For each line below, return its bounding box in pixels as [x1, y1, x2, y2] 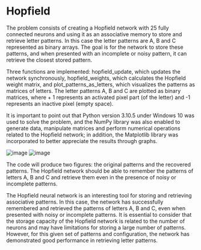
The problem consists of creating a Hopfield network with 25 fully [6, 24, 170, 31]
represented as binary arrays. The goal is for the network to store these [6, 43, 184, 51]
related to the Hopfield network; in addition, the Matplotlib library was [6, 131, 179, 138]
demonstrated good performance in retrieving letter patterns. [6, 237, 158, 244]
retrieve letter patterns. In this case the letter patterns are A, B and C [6, 37, 176, 44]
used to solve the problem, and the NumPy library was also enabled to [6, 118, 181, 125]
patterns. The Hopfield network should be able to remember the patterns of [6, 167, 194, 175]
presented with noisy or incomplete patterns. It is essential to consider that [6, 211, 192, 218]
